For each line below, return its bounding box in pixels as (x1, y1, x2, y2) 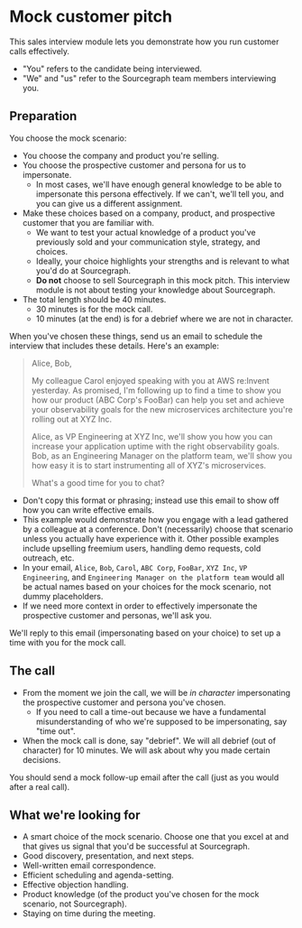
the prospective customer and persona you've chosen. (22, 697, 226, 708)
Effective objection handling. (22, 879, 129, 890)
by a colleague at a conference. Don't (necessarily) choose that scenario (22, 524, 294, 534)
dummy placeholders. (22, 590, 104, 601)
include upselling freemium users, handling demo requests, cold (22, 543, 261, 553)
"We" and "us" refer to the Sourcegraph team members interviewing (22, 72, 277, 83)
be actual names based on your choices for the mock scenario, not (22, 580, 272, 592)
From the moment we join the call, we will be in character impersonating (22, 687, 291, 698)
